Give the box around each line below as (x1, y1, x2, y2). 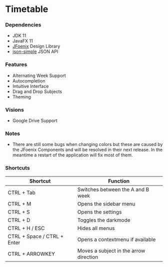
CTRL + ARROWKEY (7, 250, 55, 257)
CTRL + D (7, 216, 30, 223)
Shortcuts (5, 164, 30, 171)
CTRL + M (7, 200, 31, 207)
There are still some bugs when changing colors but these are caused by (12, 141, 163, 147)
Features (5, 61, 27, 68)
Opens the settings (77, 208, 122, 215)
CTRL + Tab (7, 189, 36, 196)
